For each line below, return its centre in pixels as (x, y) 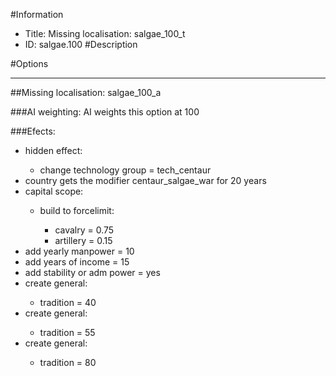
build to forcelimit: (77, 210)
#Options (29, 63)
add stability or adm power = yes (92, 272)
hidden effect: (53, 150)
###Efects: (33, 131)
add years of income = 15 (77, 262)
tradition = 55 (67, 332)
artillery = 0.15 (83, 240)
